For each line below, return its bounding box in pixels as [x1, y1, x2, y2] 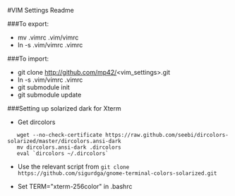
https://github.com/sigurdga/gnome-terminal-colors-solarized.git [17, 170, 217, 177]
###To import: [7, 54, 49, 63]
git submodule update [17, 91, 82, 99]
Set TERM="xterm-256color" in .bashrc [17, 183, 133, 190]
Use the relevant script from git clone [17, 162, 130, 171]
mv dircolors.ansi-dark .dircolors [16, 144, 121, 151]
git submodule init [17, 83, 71, 91]
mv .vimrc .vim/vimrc [17, 33, 79, 42]
